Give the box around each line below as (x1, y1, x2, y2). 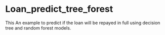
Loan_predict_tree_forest (5, 3, 113, 15)
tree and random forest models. (5, 25, 71, 31)
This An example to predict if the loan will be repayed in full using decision (5, 20, 160, 26)
